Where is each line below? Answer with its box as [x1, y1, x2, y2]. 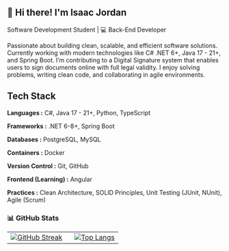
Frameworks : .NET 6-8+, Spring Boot [7, 121, 115, 130]
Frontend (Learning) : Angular [7, 175, 92, 183]
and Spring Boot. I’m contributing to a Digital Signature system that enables [7, 56, 219, 64]
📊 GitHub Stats [7, 213, 59, 223]
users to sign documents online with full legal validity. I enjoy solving [7, 63, 200, 71]
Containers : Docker [7, 148, 65, 156]
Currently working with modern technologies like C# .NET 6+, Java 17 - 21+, [7, 49, 221, 57]
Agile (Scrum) [7, 195, 46, 204]
